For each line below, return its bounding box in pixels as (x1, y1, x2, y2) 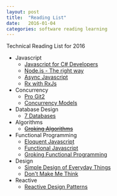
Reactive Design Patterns (24, 183, 88, 191)
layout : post (6, 8, 40, 15)
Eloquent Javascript (24, 138, 75, 146)
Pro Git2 (24, 93, 45, 100)
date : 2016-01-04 (6, 20, 56, 26)
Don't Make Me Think (24, 171, 79, 178)
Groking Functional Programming (24, 151, 108, 158)
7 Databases (24, 112, 56, 120)
